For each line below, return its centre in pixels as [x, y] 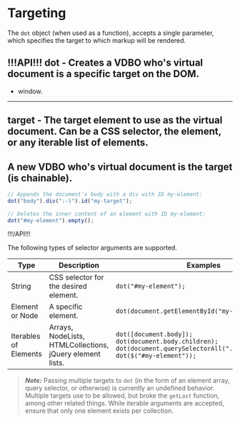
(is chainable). [40, 178]
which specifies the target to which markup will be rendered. [97, 40]
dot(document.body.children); [167, 341]
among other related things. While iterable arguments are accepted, [124, 403]
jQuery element [75, 354]
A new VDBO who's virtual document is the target [120, 166]
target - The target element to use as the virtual [115, 120]
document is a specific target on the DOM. [104, 74]
